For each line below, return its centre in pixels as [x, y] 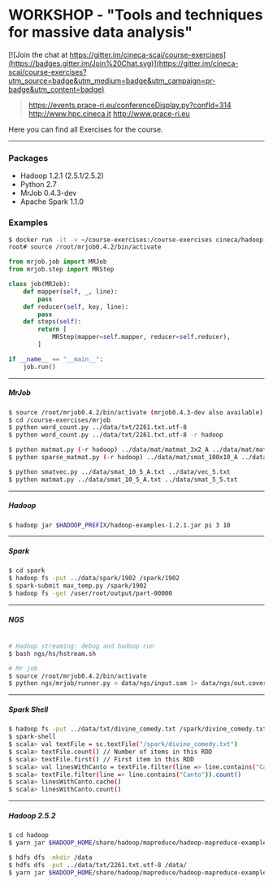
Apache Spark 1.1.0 [52, 202]
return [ [52, 330]
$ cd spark [27, 570]
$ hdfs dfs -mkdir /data [50, 857]
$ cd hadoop [28, 835]
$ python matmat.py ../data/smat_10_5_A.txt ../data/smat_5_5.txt [123, 479]
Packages [28, 158]
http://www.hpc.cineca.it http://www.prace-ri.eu [109, 113]
